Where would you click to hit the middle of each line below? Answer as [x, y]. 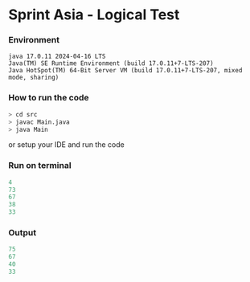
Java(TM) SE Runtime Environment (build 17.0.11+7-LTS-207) [111, 63]
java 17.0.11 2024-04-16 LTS [57, 57]
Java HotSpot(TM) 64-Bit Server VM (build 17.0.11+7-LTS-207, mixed [125, 71]
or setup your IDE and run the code [66, 145]
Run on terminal [40, 166]
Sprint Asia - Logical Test [94, 15]
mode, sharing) [34, 78]
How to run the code [49, 98]
